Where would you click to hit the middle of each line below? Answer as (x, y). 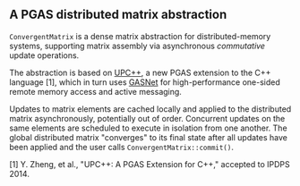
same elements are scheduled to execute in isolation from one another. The (149, 128)
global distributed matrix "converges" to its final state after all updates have (149, 137)
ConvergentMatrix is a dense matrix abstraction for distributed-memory (140, 36)
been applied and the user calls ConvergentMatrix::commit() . (122, 147)
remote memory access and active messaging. (95, 91)
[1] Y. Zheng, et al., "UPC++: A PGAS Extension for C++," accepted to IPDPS (150, 164)
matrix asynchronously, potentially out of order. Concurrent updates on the (147, 118)
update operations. (44, 55)
